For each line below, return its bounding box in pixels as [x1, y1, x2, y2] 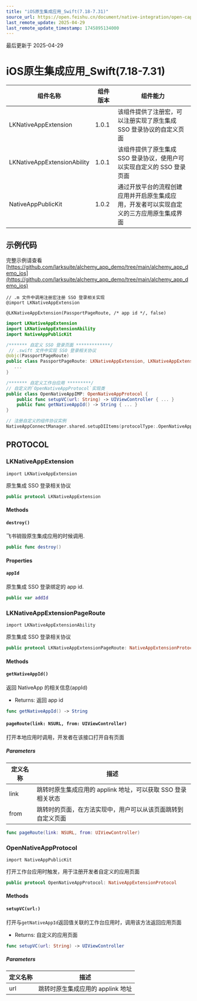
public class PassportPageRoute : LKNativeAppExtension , [6, 359, 145, 364]
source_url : [6, 14, 35, 20]
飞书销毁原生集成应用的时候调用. [6, 532, 85, 539]
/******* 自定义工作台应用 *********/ [6, 380, 94, 386]
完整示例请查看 [6, 257, 42, 264]
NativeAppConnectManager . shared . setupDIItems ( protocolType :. [6, 423, 159, 429]
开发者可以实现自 [129, 201, 177, 209]
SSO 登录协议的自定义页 [117, 125, 185, 134]
